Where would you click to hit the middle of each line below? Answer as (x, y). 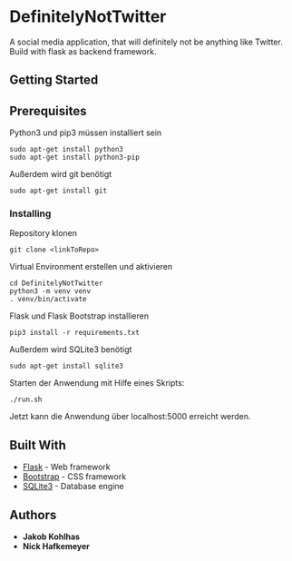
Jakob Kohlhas (51, 536)
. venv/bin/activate (49, 300)
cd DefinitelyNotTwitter (56, 283)
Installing (30, 213)
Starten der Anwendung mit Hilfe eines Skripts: (97, 383)
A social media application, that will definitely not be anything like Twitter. (146, 42)
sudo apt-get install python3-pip (75, 157)
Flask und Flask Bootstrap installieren (79, 316)
